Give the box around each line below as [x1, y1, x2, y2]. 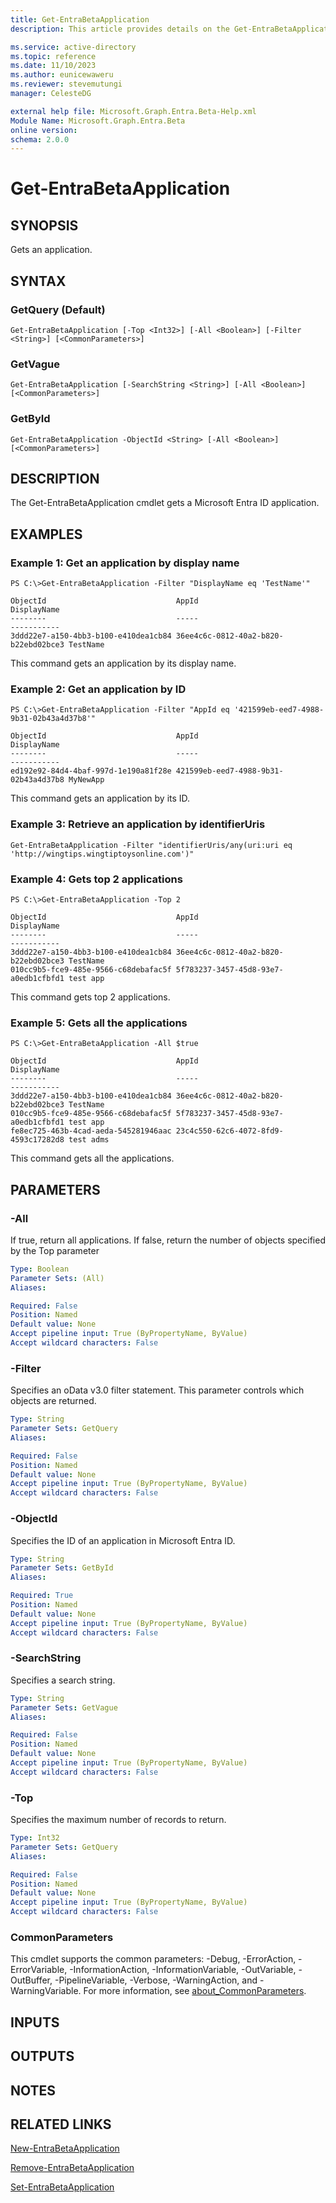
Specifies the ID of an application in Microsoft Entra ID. [10, 1534, 236, 1546]
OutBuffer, [10, 1974, 53, 1986]
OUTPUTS [10, 2048, 75, 2065]
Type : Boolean [10, 1264, 70, 1274]
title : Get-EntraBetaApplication [10, 14, 150, 25]
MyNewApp [68, 775, 105, 785]
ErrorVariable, [10, 1964, 68, 1976]
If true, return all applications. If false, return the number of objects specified [10, 1234, 326, 1246]
